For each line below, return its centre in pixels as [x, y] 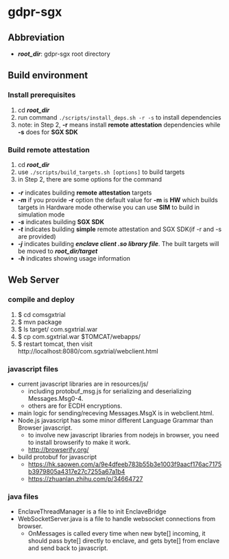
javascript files [33, 369]
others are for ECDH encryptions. [75, 406]
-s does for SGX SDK [48, 132]
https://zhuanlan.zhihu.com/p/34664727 [85, 479]
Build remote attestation [49, 150]
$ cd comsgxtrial [41, 314]
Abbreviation [36, 37]
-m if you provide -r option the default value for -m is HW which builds [118, 199]
